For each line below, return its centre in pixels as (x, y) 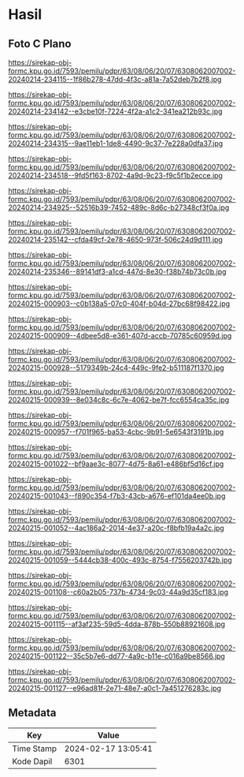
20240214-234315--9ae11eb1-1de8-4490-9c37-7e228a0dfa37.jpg (116, 143)
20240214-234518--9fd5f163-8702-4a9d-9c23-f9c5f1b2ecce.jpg (115, 176)
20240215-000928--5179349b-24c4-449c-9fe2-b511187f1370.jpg (116, 368)
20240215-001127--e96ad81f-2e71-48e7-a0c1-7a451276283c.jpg (115, 688)
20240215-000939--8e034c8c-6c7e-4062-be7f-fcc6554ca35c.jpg (119, 400)
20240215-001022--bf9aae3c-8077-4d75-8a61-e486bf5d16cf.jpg (116, 464)
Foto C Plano (40, 44)
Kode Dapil (32, 761)
